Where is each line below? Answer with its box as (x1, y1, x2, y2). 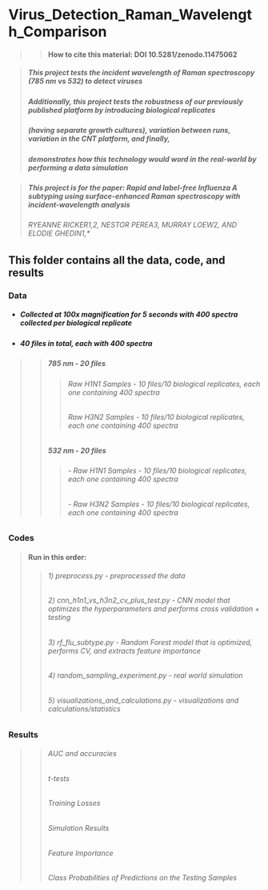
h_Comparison (8, 22, 107, 41)
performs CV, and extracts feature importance (47, 646, 202, 655)
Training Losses (47, 799, 101, 808)
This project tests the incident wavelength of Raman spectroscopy (27, 68, 255, 78)
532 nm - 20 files (47, 445, 106, 455)
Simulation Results (47, 823, 110, 832)
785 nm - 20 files (47, 359, 106, 368)
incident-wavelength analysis (27, 199, 130, 209)
